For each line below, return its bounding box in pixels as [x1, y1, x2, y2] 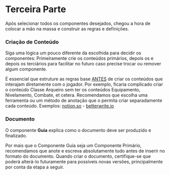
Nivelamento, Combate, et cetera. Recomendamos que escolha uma [5, 92, 148, 98]
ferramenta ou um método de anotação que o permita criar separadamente [5, 97, 162, 103]
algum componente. [5, 66, 47, 72]
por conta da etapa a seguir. [5, 164, 64, 170]
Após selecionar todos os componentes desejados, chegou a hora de [5, 20, 151, 26]
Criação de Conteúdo [5, 38, 59, 45]
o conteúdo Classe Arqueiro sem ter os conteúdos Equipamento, [5, 87, 141, 93]
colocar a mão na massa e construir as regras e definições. [5, 25, 129, 31]
